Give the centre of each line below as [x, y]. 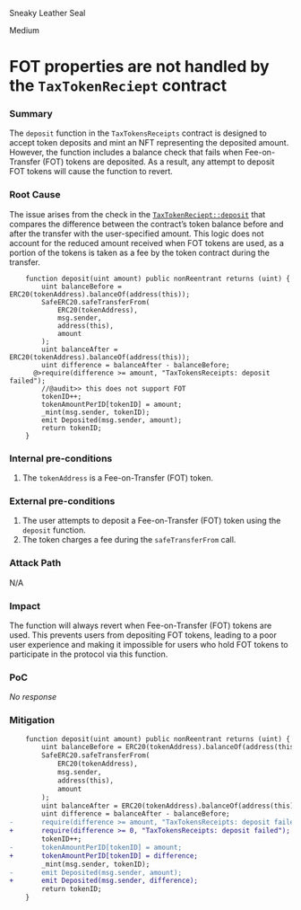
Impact [25, 605]
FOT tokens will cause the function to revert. [91, 172]
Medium [25, 30]
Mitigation [32, 720]
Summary [31, 114]
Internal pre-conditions [61, 458]
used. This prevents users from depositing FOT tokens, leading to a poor [143, 635]
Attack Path [35, 563]
